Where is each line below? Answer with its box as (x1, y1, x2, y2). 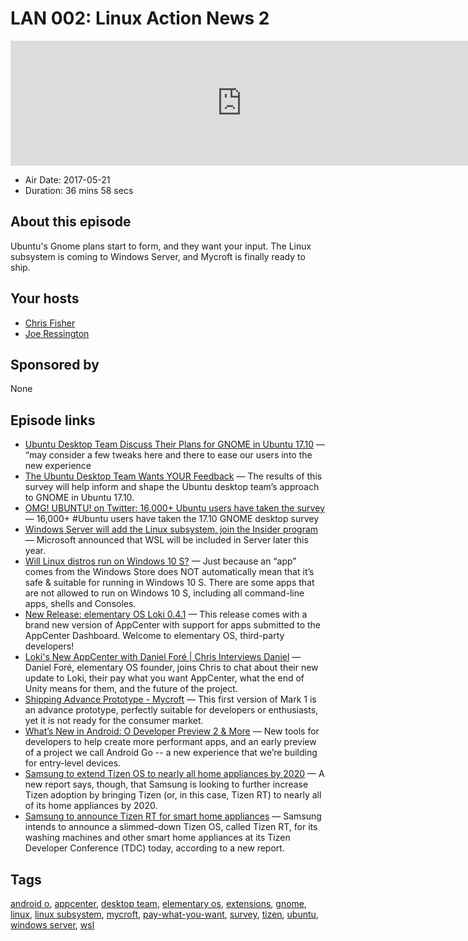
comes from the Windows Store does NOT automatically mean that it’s (24, 566, 315, 578)
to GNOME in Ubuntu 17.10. (24, 492, 135, 504)
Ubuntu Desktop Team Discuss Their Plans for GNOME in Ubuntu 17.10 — (24, 438, 326, 451)
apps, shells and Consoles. (24, 598, 137, 610)
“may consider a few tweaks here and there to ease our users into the (24, 449, 313, 461)
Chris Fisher (24, 317, 76, 329)
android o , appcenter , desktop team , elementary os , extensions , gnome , (10, 898, 308, 909)
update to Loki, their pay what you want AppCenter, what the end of (24, 672, 305, 684)
